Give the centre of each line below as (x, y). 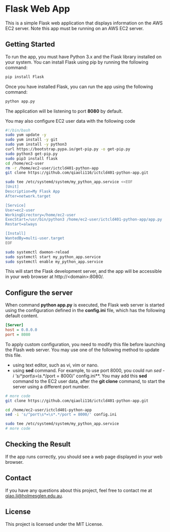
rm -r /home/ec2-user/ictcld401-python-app (52, 168)
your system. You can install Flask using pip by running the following (77, 62)
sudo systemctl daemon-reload (37, 252)
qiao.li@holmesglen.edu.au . (34, 496)
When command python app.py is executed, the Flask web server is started (85, 305)
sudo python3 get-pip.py (31, 154)
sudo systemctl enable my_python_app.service (54, 262)
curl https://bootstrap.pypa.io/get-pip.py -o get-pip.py (68, 149)
